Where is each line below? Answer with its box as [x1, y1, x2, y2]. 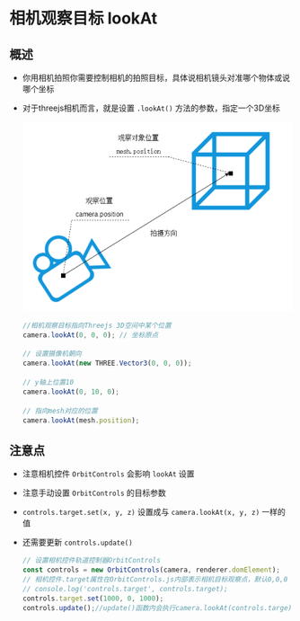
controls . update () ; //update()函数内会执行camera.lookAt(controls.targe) [22, 603, 293, 612]
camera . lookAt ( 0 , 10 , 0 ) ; [22, 387, 119, 396]
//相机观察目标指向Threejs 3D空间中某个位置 [22, 321, 172, 330]
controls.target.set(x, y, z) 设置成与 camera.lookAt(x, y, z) [22, 507, 260, 518]
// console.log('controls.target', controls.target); [22, 584, 228, 593]
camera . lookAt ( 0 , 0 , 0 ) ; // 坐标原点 [22, 330, 159, 340]
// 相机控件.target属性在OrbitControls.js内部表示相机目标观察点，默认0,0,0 [22, 574, 288, 584]
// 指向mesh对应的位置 [22, 406, 99, 415]
